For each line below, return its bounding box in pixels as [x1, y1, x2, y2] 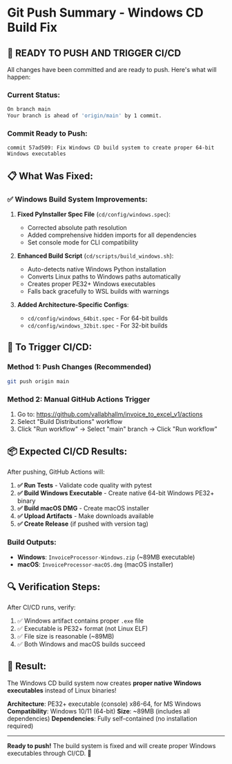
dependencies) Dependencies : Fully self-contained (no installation [7, 714, 198, 722]
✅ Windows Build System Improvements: [7, 194, 148, 204]
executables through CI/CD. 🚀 [7, 749, 92, 757]
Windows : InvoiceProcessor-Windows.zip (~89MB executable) [17, 553, 195, 561]
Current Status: [7, 90, 61, 100]
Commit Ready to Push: [7, 128, 88, 138]
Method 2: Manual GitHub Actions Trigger [7, 394, 151, 404]
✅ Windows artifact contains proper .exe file [17, 616, 144, 625]
